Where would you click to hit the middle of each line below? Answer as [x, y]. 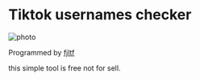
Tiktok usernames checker [100, 15]
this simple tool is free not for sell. [65, 68]
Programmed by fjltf [42, 52]
